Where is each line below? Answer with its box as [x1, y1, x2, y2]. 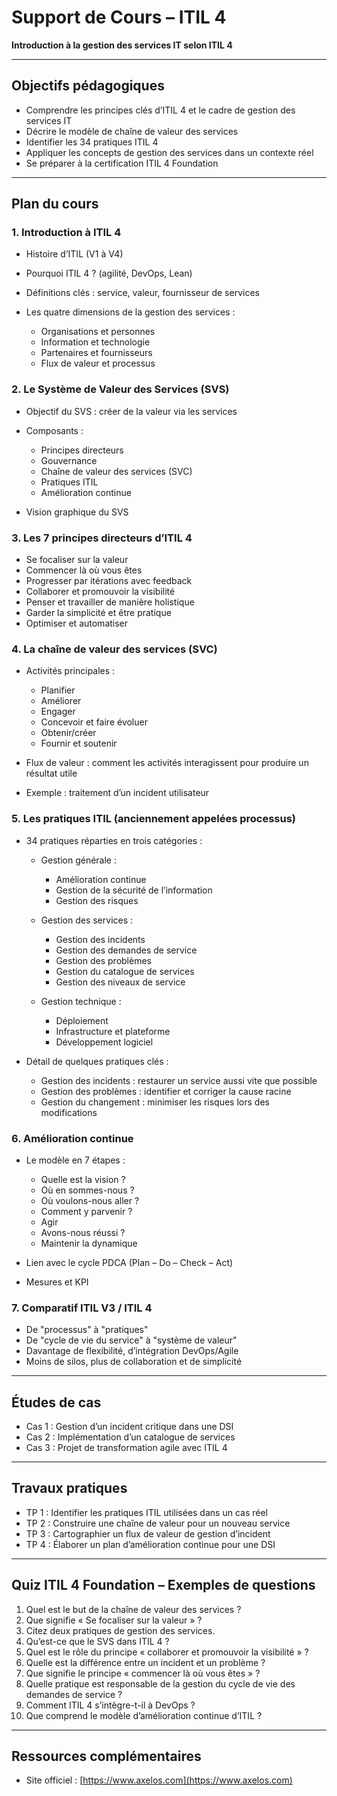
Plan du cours [11, 196, 99, 213]
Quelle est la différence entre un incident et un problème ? [25, 1656, 266, 1668]
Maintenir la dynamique [40, 1237, 138, 1249]
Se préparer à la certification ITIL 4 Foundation [25, 157, 219, 169]
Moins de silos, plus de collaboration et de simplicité [25, 1356, 243, 1368]
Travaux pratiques [11, 1480, 128, 1497]
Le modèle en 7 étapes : [25, 1154, 126, 1166]
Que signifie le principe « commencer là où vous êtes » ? [25, 1667, 261, 1679]
